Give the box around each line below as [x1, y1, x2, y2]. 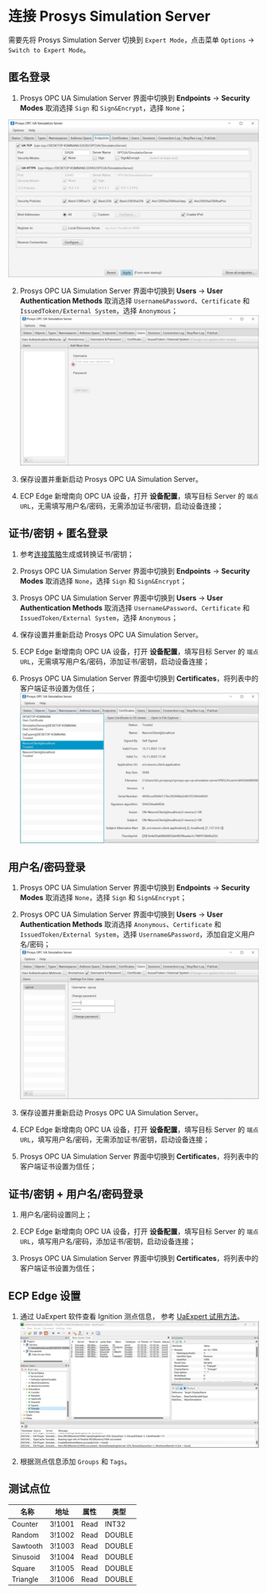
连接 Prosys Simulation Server [8, 7, 211, 25]
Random [11, 1530, 40, 1539]
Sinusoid [11, 1552, 41, 1562]
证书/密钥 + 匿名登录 [8, 526, 109, 541]
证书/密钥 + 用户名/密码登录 [8, 1187, 144, 1200]
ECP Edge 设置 [8, 1289, 81, 1302]
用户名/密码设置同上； [19, 1210, 93, 1220]
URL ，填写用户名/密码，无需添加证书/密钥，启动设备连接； [19, 1134, 211, 1145]
